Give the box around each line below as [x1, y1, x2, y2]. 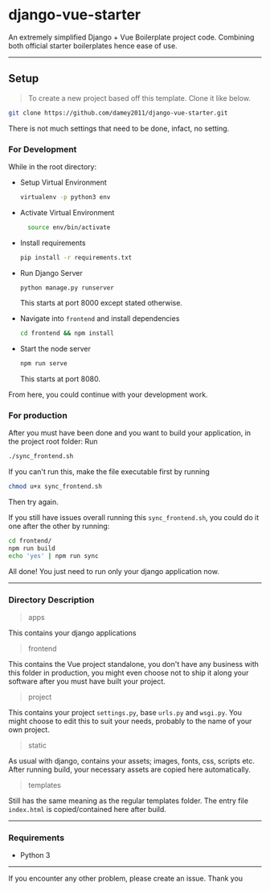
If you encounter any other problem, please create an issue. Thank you [8, 873, 243, 884]
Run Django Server [19, 268, 83, 277]
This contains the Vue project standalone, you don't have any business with [8, 660, 260, 669]
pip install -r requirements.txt [19, 253, 133, 261]
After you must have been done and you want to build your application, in [8, 428, 252, 438]
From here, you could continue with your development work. [8, 389, 208, 400]
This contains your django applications [8, 628, 137, 638]
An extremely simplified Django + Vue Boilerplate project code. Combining [8, 32, 255, 42]
